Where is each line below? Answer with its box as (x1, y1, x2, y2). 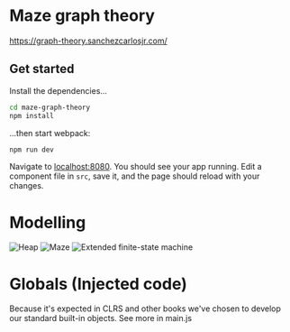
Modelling (9, 212, 86, 233)
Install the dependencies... (9, 85, 108, 96)
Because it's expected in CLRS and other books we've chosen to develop (9, 303, 282, 314)
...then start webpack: (9, 127, 91, 138)
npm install (9, 111, 54, 120)
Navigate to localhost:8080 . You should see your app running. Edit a (9, 161, 263, 172)
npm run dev (9, 145, 54, 154)
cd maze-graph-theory (9, 103, 91, 112)
